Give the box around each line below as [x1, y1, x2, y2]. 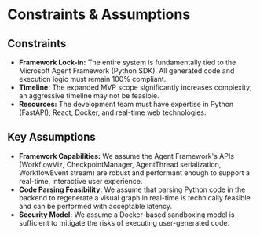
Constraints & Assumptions [7, 6, 191, 24]
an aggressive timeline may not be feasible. [18, 91, 159, 100]
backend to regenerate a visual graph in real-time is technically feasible [18, 193, 251, 202]
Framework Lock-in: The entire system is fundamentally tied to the [18, 57, 236, 67]
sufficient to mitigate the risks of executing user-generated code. [18, 218, 230, 227]
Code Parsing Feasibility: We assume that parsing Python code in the [18, 185, 246, 194]
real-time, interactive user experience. [18, 176, 143, 185]
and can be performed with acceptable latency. [18, 201, 173, 211]
